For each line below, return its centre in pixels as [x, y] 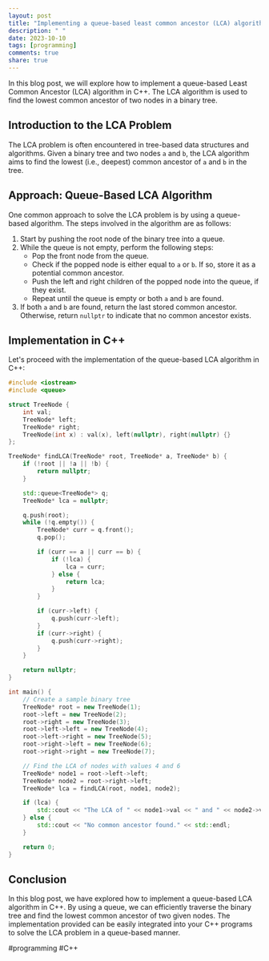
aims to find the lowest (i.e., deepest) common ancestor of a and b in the [128, 162]
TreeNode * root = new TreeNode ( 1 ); [82, 707]
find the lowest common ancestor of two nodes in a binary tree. [113, 100]
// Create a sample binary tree [76, 699]
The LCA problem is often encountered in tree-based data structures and [129, 144]
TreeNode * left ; [50, 420]
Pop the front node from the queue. [90, 255]
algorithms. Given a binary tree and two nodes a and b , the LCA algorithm [129, 153]
